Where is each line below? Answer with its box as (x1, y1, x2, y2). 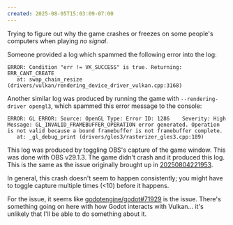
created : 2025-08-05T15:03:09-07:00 (7, 10, 114, 17)
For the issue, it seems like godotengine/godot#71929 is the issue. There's (7, 194, 221, 203)
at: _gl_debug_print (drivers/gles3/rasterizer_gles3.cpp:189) (16, 133, 204, 140)
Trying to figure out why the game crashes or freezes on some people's (7, 29, 214, 38)
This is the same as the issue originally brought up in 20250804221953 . (7, 160, 213, 169)
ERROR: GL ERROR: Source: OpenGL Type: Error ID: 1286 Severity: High (7, 115, 227, 122)
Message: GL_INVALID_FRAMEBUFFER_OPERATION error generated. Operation (7, 121, 220, 128)
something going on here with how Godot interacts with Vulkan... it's (7, 202, 204, 210)
